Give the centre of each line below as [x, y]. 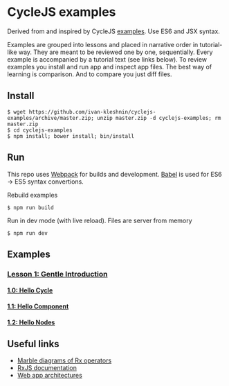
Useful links [34, 344]
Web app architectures [50, 376]
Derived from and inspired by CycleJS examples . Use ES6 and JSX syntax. [113, 31]
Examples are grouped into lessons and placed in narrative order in [103, 44]
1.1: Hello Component [38, 306]
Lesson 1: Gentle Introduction [57, 274]
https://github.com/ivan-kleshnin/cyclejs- [92, 112]
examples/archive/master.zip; [51, 118]
